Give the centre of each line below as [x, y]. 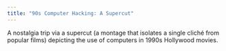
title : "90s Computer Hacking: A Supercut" [71, 13]
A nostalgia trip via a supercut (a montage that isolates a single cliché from [113, 33]
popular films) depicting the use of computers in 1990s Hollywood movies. [113, 40]
